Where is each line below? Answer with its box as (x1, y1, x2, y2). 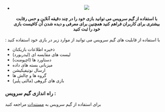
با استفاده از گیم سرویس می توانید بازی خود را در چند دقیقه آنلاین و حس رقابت (16, 15, 158, 22)
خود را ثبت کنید (73, 26, 100, 32)
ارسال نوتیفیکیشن (12, 67, 46, 73)
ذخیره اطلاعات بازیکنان (12, 47, 55, 53)
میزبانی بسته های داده (12, 62, 53, 68)
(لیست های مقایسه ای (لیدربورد (12, 52, 71, 57)
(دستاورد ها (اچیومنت (12, 57, 52, 63)
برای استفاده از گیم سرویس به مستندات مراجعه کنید (5, 101, 101, 107)
